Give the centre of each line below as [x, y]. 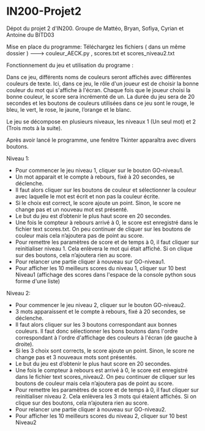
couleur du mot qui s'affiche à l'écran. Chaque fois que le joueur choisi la [99, 90]
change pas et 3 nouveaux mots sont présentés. [76, 357]
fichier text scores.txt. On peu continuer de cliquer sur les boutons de [103, 229]
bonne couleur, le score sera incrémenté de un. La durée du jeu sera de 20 [100, 96]
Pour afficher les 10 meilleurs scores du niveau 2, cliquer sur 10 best [101, 416]
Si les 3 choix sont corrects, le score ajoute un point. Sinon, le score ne [105, 351]
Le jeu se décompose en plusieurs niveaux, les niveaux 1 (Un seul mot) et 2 [101, 122]
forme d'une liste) [37, 281]
